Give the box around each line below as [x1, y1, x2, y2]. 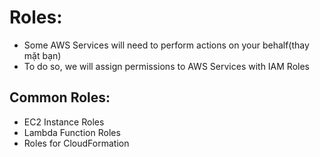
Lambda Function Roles [23, 126, 121, 138]
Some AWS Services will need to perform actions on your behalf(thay [23, 39, 310, 51]
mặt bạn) [23, 49, 62, 61]
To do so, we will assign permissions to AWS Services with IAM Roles [23, 60, 310, 72]
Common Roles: [9, 89, 111, 106]
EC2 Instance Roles [23, 116, 105, 128]
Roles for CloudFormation [23, 137, 130, 149]
